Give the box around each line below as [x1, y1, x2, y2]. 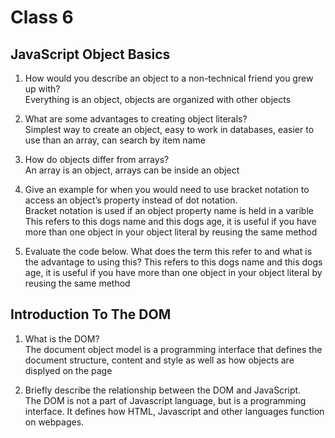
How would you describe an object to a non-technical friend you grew [24, 72, 314, 84]
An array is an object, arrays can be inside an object [24, 164, 240, 176]
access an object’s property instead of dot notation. [24, 194, 238, 206]
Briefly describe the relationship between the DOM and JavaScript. [24, 384, 302, 396]
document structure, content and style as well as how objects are [24, 354, 295, 366]
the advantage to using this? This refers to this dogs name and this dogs [24, 256, 323, 268]
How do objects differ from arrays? [24, 154, 170, 165]
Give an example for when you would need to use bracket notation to [24, 184, 310, 195]
